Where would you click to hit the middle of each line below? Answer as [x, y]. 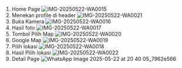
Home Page [26, 9]
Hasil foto [23, 28]
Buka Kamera [28, 21]
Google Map [27, 40]
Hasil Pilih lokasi [31, 52]
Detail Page [26, 59]
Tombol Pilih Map [33, 34]
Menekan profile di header [44, 15]
